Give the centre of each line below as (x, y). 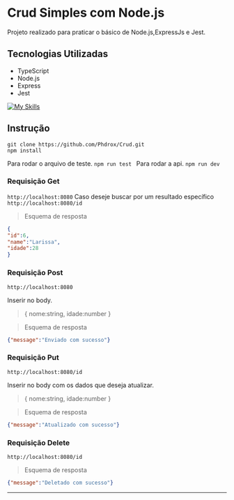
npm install (24, 150)
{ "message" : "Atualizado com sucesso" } (63, 425)
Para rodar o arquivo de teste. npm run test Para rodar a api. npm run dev (114, 163)
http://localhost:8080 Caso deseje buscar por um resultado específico (111, 196)
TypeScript (33, 70)
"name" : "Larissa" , (34, 242)
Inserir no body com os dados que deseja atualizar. (81, 385)
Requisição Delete (39, 442)
